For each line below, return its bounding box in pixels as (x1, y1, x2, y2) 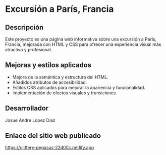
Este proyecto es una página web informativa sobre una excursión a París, (5, 36, 157, 42)
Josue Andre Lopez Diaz (5, 117, 55, 123)
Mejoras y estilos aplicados (5, 61, 92, 70)
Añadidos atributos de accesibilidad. (12, 79, 87, 85)
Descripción (5, 23, 44, 32)
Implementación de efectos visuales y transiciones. (12, 90, 117, 96)
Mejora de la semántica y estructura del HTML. (12, 74, 109, 80)
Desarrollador (5, 104, 49, 113)
